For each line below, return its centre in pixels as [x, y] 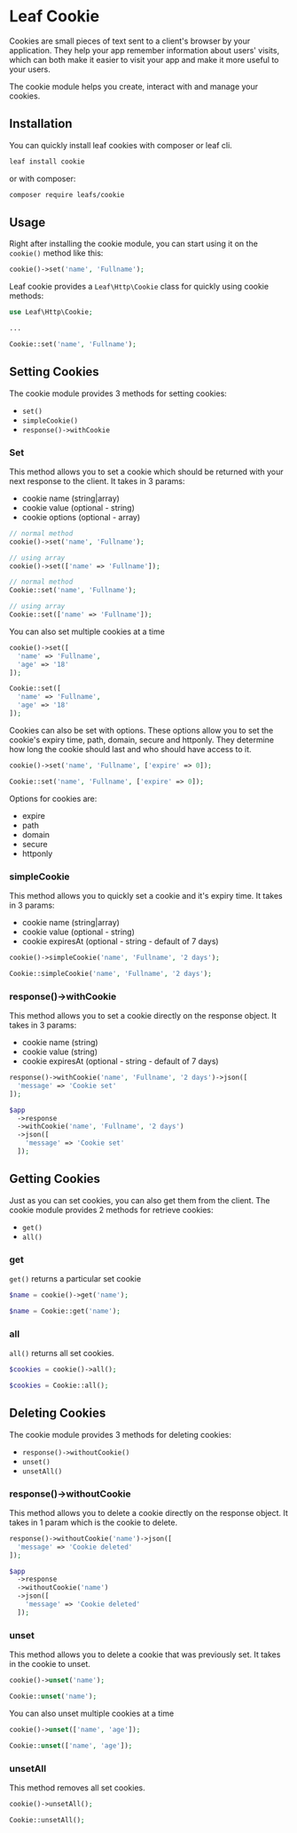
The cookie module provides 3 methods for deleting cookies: [121, 1434]
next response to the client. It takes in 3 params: [97, 480]
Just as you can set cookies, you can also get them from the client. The [140, 1200]
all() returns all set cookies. [62, 1353]
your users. [30, 69]
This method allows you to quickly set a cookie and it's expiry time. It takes [146, 895]
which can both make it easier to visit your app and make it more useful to [144, 60]
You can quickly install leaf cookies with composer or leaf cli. [121, 145]
